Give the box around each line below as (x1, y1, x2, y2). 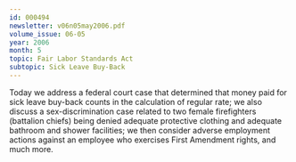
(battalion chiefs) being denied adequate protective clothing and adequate (9, 115, 283, 126)
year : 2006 (9, 37, 50, 47)
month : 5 (9, 46, 42, 55)
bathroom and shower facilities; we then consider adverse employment (9, 125, 270, 135)
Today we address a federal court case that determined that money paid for (9, 86, 288, 98)
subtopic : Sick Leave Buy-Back (9, 63, 126, 72)
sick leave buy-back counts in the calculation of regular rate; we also (9, 96, 263, 107)
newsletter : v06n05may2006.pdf (9, 21, 126, 30)
